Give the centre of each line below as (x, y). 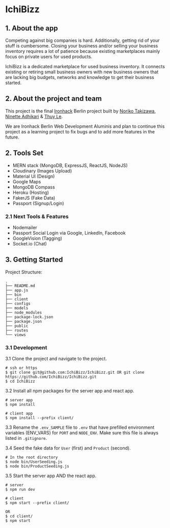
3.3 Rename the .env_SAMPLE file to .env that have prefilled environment (80, 427)
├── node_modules (24, 312)
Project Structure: (24, 272)
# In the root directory (32, 457)
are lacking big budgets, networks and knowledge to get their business (80, 77)
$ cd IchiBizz (20, 381)
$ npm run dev (20, 490)
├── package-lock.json (29, 317)
